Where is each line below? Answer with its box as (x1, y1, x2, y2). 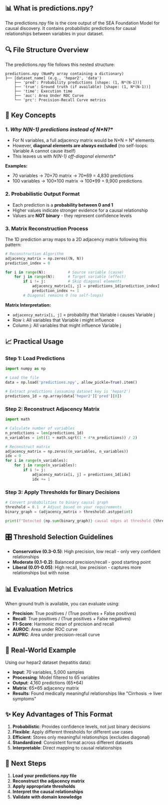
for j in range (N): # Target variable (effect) (14, 274, 126, 279)
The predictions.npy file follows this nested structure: (5, 62, 115, 68)
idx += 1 (31, 477, 50, 482)
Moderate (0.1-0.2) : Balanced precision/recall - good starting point (12, 559, 151, 565)
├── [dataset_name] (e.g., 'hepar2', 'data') (5, 76, 101, 81)
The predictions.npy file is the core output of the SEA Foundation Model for (5, 20, 160, 26)
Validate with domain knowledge (12, 793, 82, 799)
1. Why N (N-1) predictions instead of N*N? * (5, 126, 113, 133)
